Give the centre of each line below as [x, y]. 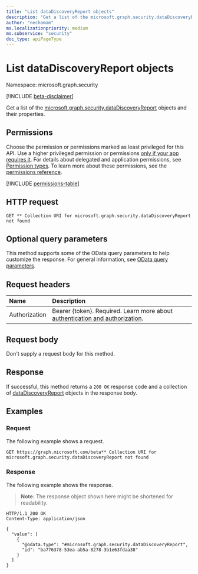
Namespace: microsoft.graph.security [52, 85]
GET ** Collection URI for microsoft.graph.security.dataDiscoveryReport [99, 216]
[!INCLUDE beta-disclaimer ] [40, 96]
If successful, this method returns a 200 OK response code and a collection [97, 386]
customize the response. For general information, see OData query [87, 259]
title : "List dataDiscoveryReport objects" [60, 12]
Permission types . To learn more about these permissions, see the [86, 166]
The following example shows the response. [60, 485]
